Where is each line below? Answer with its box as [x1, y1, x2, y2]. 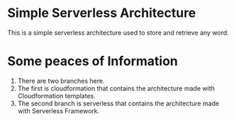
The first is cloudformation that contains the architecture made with [17, 83, 215, 93]
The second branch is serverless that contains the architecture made [17, 99, 220, 108]
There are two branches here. [17, 76, 105, 85]
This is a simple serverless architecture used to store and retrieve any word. [7, 28, 229, 37]
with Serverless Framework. [17, 106, 100, 115]
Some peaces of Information [7, 53, 179, 69]
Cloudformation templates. [17, 91, 96, 100]
